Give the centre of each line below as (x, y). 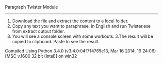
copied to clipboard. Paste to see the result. (56, 41)
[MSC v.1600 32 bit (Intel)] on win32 (41, 56)
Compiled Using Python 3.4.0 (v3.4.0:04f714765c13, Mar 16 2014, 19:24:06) (81, 51)
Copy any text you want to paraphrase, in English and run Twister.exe (81, 26)
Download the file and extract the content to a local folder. (70, 21)
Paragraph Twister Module (32, 7)
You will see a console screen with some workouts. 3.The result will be (83, 36)
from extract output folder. (38, 31)
